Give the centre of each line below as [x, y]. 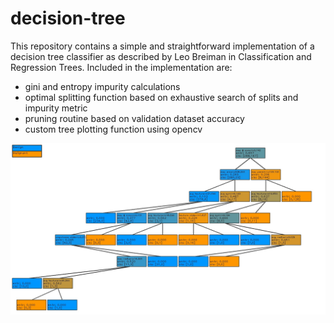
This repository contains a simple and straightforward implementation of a [162, 46]
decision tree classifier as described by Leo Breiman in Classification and [161, 56]
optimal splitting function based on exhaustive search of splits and [161, 97]
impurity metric [56, 108]
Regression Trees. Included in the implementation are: [121, 67]
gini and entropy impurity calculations [102, 86]
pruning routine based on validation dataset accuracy [134, 118]
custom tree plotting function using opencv [113, 129]
